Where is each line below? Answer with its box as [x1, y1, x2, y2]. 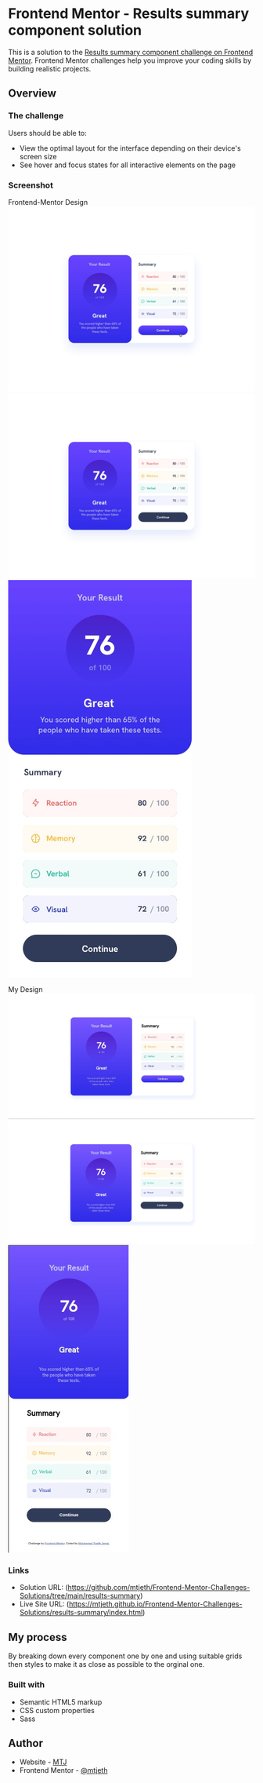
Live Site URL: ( [19, 1599, 70, 1609]
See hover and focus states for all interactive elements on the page [19, 160, 236, 170]
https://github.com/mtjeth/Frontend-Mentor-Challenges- [67, 1583, 250, 1592]
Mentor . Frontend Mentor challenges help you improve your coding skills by [8, 56, 252, 65]
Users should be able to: [8, 128, 88, 137]
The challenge [8, 111, 64, 122]
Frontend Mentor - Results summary [8, 5, 250, 23]
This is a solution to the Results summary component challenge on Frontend [8, 47, 254, 57]
